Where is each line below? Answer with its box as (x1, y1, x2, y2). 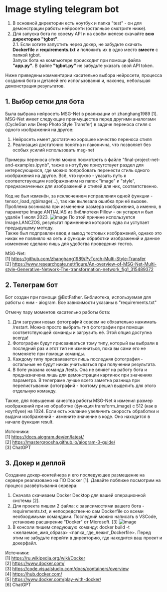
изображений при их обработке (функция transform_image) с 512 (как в (5, 402, 157, 408)
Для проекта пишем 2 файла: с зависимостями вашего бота (12, 503, 141, 509)
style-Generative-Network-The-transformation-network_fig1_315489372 (5, 266, 154, 272)
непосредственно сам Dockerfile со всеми (52, 508, 144, 514)
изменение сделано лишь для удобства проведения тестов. (5, 240, 133, 246)
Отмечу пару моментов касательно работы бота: (5, 309, 111, 315)
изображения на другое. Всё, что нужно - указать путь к (5, 172, 127, 178)
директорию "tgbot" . (12, 36, 59, 42)
